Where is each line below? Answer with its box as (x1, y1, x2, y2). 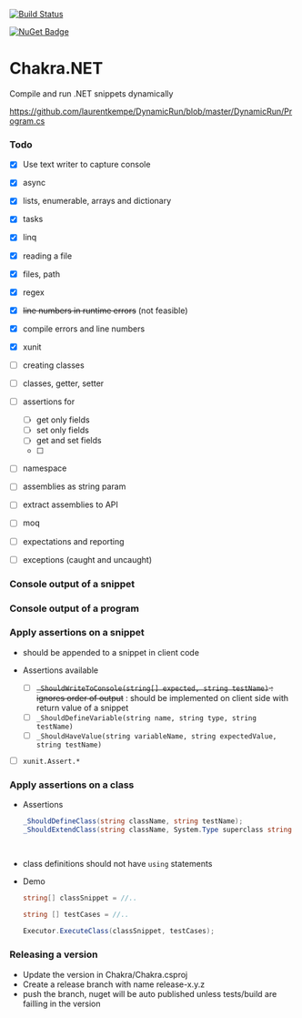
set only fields (35, 424, 89, 436)
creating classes (22, 360, 85, 371)
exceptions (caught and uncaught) (22, 554, 153, 565)
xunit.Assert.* (22, 757, 81, 766)
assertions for (22, 396, 75, 407)
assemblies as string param (22, 481, 126, 492)
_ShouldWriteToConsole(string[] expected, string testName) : (35, 682, 274, 693)
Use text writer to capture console (22, 159, 151, 170)
